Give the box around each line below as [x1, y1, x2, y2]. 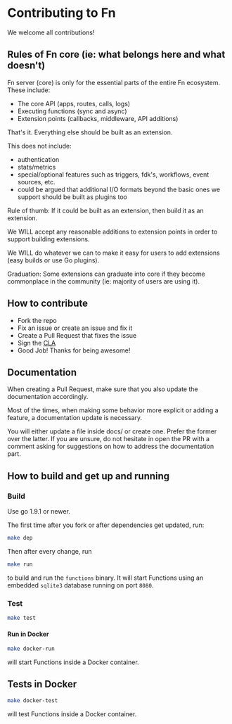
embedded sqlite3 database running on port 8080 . [7, 580, 154, 589]
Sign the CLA [17, 338, 56, 347]
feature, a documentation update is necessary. [7, 414, 143, 422]
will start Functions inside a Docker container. [7, 658, 139, 666]
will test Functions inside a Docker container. [7, 709, 137, 718]
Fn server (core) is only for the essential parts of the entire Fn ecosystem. [7, 78, 221, 87]
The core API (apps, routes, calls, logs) [17, 99, 131, 108]
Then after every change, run [7, 547, 92, 555]
